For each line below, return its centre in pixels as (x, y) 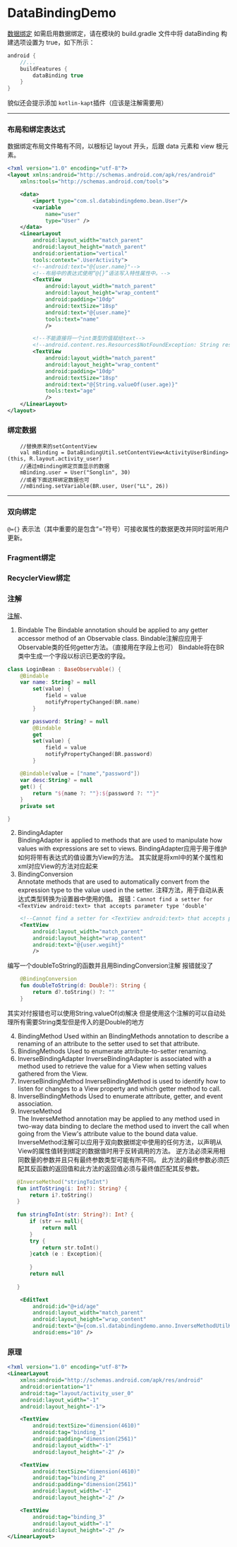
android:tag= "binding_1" (69, 1433)
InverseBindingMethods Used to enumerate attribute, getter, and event (120, 1096)
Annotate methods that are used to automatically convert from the (114, 882)
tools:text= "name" (72, 319)
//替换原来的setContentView (59, 446)
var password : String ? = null (65, 721)
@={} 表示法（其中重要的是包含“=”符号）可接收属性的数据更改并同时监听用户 (118, 528)
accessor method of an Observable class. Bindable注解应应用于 (110, 638)
